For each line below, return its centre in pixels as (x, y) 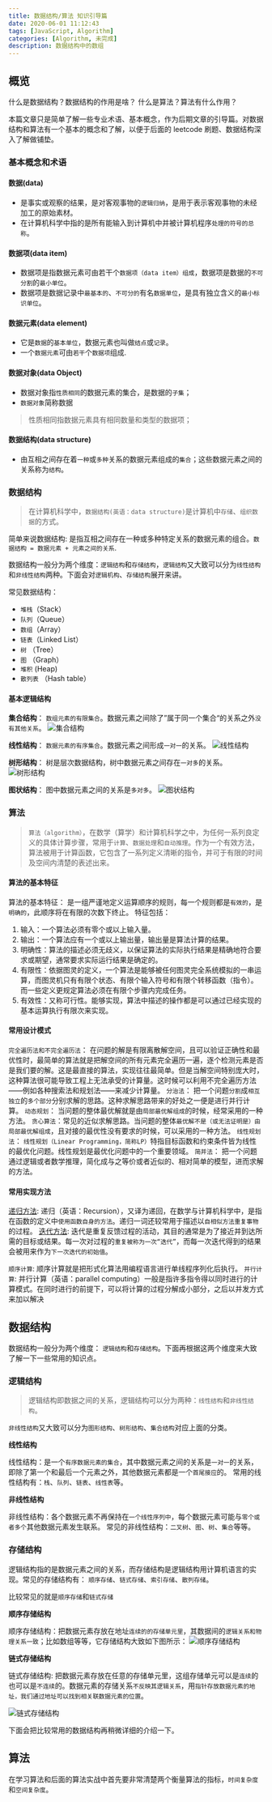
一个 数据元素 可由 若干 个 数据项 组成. (73, 352)
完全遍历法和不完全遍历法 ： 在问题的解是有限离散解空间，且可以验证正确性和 (131, 1050)
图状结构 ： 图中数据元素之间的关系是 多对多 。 (82, 790)
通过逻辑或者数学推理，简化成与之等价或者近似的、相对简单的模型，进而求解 (136, 1161)
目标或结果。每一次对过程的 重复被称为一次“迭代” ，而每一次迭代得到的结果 (142, 1242)
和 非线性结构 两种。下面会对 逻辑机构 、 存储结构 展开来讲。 (97, 575)
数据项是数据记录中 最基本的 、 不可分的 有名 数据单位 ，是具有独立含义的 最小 (137, 293)
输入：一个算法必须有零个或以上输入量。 (87, 929)
